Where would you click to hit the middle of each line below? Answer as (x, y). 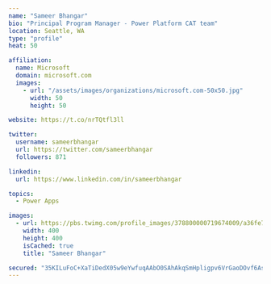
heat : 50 (23, 46)
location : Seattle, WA (46, 31)
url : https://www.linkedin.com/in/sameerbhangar (99, 179)
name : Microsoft (43, 68)
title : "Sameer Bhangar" (65, 253)
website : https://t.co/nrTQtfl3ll (67, 120)
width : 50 (46, 98)
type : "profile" (35, 38)
